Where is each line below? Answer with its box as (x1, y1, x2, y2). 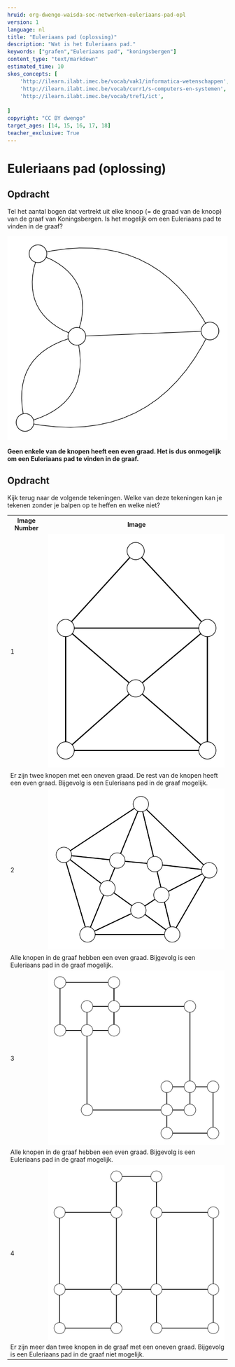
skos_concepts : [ (7, 70, 58, 77)
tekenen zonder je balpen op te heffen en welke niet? (7, 501, 161, 509)
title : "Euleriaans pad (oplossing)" (7, 34, 117, 41)
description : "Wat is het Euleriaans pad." (7, 41, 136, 48)
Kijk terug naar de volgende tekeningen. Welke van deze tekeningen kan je (7, 493, 222, 502)
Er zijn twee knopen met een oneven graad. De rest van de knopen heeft (10, 771, 218, 779)
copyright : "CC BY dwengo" (7, 115, 86, 122)
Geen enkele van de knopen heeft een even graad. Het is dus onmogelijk (7, 447, 222, 455)
